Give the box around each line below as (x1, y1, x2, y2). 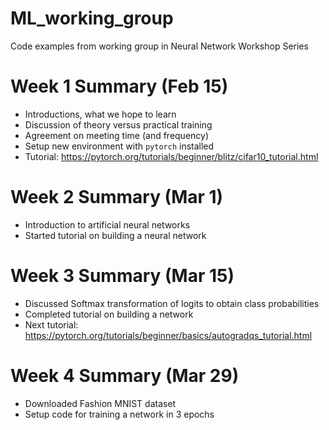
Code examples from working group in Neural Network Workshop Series (10, 40, 309, 52)
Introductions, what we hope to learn (24, 108, 177, 120)
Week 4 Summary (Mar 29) (10, 364, 240, 387)
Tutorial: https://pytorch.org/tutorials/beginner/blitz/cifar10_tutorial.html (24, 150, 319, 162)
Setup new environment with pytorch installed (24, 140, 215, 152)
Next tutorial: (24, 318, 79, 331)
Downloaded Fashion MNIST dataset (24, 397, 177, 409)
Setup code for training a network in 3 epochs (24, 408, 215, 420)
